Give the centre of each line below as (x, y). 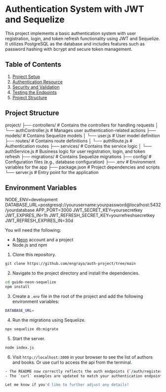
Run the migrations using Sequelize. (49, 320)
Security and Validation (36, 87)
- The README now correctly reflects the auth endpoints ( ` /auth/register (84, 371)
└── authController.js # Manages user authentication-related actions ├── (81, 130)
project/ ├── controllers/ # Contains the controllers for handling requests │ (82, 125)
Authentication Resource (37, 82)
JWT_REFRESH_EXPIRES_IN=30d (39, 220)
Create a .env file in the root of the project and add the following (78, 296)
